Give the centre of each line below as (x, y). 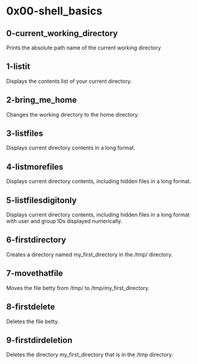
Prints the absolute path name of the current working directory (83, 48)
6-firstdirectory (36, 240)
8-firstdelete (31, 307)
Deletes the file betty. (33, 321)
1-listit (18, 66)
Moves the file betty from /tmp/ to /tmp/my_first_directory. (78, 288)
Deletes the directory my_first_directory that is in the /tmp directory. (90, 355)
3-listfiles (25, 134)
